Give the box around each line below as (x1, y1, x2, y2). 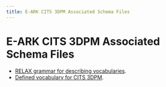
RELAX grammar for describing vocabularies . (14, 67, 127, 74)
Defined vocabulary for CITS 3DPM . (14, 73, 104, 81)
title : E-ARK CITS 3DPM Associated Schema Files (6, 8, 130, 15)
